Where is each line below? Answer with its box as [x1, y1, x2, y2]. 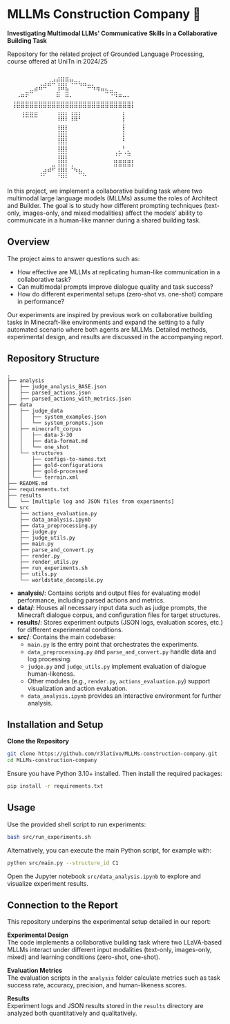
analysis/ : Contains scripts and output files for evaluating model [17, 589, 200, 597]
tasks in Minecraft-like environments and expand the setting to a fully [7, 318, 204, 326]
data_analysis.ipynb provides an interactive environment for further [27, 691, 222, 700]
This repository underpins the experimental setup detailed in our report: [7, 918, 211, 926]
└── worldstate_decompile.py [19, 576, 104, 583]
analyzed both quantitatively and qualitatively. [7, 1009, 137, 1018]
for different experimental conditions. [17, 625, 123, 634]
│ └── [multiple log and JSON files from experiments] [7, 497, 175, 505]
